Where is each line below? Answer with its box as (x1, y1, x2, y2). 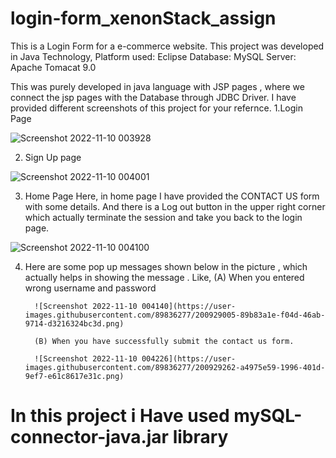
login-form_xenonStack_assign (10, 7, 277, 30)
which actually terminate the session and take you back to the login (24, 211, 303, 223)
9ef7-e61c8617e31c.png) (24, 371, 125, 381)
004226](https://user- (141, 353, 237, 364)
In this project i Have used (10, 405, 230, 427)
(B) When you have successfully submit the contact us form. (34, 336, 295, 346)
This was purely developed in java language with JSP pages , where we (10, 80, 305, 92)
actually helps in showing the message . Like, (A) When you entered (24, 271, 305, 283)
